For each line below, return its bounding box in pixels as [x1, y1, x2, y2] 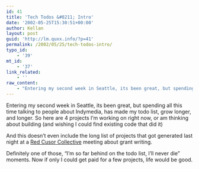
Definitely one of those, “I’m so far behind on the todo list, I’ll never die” [6, 149, 181, 157]
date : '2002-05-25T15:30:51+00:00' [6, 19, 94, 25]
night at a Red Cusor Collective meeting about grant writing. [6, 138, 153, 145]
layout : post [6, 31, 38, 37]
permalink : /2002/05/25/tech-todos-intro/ [6, 42, 113, 48]
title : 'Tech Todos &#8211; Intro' [6, 14, 94, 20]
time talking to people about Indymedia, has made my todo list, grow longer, [6, 108, 191, 115]
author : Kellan [6, 25, 44, 31]
